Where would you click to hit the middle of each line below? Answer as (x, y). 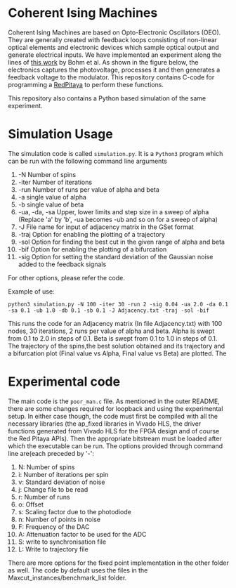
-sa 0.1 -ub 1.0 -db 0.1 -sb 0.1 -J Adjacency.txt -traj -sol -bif (109, 311)
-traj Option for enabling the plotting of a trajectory (92, 234)
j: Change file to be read (53, 489)
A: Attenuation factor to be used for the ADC (82, 534)
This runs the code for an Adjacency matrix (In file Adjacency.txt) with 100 (115, 323)
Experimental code (64, 382)
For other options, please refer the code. (66, 277)
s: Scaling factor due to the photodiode (75, 511)
